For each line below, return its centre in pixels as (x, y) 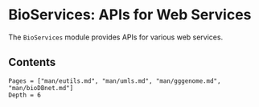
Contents (32, 62)
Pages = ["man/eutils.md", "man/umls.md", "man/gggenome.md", (115, 81)
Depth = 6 (25, 95)
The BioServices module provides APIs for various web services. (116, 37)
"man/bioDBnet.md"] (41, 88)
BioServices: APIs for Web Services (130, 15)
